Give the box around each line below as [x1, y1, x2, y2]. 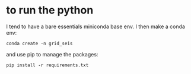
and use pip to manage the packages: [6, 51, 98, 58]
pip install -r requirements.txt [6, 62, 89, 68]
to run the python [6, 4, 94, 17]
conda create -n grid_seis [6, 41, 73, 46]
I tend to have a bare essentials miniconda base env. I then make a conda [6, 23, 186, 30]
